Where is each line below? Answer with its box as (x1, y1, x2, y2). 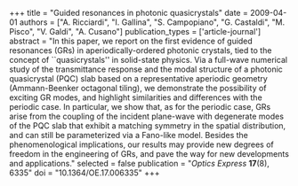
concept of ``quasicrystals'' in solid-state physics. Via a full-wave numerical (9, 55, 287, 65)
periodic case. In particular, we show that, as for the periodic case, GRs (9, 102, 271, 112)
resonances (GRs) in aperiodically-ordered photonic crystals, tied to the (9, 45, 272, 56)
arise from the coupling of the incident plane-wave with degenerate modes (9, 111, 285, 121)
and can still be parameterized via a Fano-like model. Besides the (9, 130, 249, 140)
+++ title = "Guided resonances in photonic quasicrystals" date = (9, 8, 249, 18)
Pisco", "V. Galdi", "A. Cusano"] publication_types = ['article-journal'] (9, 27, 262, 36)
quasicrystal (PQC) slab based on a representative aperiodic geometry (9, 74, 269, 83)
